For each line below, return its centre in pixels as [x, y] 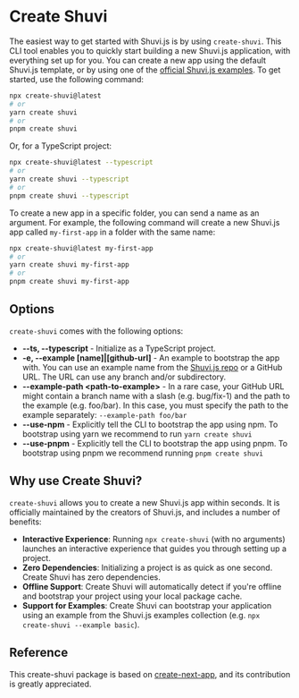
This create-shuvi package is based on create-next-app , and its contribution [150, 674]
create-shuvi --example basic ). [81, 625]
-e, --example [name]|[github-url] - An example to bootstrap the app [151, 358]
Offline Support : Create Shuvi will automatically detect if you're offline [152, 586]
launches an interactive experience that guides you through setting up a [154, 549]
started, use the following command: [77, 79]
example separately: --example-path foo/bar [104, 414]
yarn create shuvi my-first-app [69, 265]
